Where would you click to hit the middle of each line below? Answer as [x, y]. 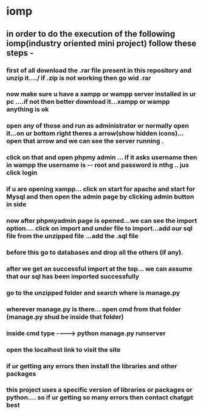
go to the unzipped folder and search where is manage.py [93, 292]
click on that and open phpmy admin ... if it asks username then [102, 158]
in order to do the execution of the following [91, 34]
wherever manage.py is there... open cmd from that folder [94, 309]
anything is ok [28, 109]
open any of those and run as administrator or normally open [98, 126]
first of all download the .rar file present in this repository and [99, 70]
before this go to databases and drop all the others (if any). [95, 253]
